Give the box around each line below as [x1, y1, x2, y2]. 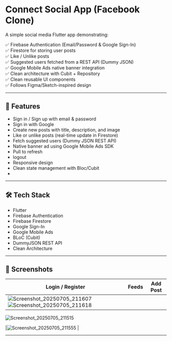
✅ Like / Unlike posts [5, 53, 50, 59]
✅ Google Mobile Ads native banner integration [5, 64, 105, 70]
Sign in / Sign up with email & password [12, 116, 96, 122]
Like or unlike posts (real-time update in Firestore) [12, 132, 119, 138]
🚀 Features [5, 102, 40, 111]
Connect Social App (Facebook [5, 4, 140, 15]
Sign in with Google [12, 121, 54, 127]
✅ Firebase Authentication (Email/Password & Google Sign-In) [5, 41, 136, 47]
